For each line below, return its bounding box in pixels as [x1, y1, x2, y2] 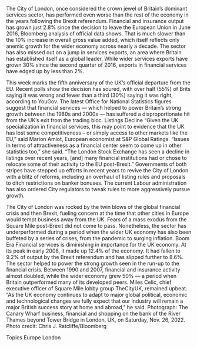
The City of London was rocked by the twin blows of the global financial [6, 204, 181, 210]
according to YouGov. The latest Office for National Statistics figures [6, 98, 172, 105]
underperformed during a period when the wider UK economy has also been [6, 228, 192, 235]
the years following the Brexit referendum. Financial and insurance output [6, 18, 184, 24]
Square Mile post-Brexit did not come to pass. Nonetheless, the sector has [6, 222, 187, 229]
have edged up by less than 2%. [6, 68, 85, 74]
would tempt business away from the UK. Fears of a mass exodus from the [6, 216, 187, 223]
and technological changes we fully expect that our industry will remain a [6, 297, 183, 305]
